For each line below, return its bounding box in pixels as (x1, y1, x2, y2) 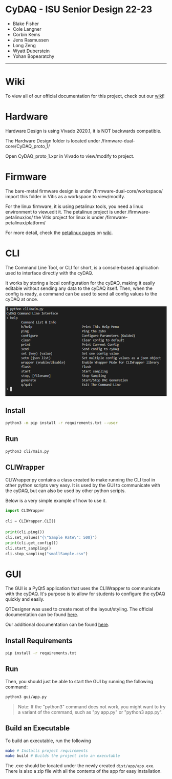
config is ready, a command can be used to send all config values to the (5, 290, 158, 297)
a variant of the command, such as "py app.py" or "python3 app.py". (17, 709, 163, 715)
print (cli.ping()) (5, 530, 45, 535)
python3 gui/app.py (5, 694, 47, 700)
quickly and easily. (5, 596, 45, 602)
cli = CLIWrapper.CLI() (5, 519, 56, 524)
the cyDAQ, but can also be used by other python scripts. (5, 488, 126, 494)
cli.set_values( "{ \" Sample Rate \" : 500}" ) (5, 535, 97, 540)
